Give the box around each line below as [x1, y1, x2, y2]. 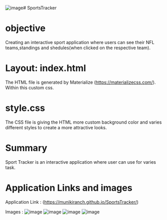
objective [5, 23, 46, 34]
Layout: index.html [5, 62, 86, 74]
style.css [5, 102, 45, 114]
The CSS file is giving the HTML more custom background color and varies [5, 119, 162, 125]
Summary [5, 142, 47, 154]
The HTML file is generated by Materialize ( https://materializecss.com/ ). [5, 79, 156, 85]
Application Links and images [5, 182, 133, 194]
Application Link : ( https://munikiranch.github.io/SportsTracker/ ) [5, 199, 139, 205]
